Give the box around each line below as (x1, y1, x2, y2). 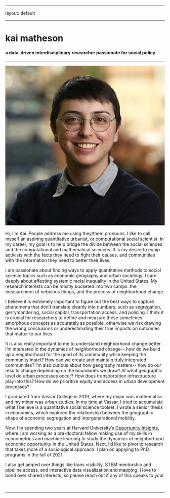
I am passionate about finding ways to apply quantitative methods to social (5, 267, 161, 274)
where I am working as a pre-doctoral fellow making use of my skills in (5, 430, 152, 436)
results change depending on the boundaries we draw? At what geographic (5, 368, 163, 374)
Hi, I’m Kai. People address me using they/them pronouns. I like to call (5, 231, 151, 237)
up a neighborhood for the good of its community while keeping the (5, 352, 146, 358)
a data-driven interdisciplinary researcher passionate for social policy (5, 49, 156, 56)
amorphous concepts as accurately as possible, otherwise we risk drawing (5, 320, 161, 326)
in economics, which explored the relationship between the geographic (5, 410, 153, 416)
